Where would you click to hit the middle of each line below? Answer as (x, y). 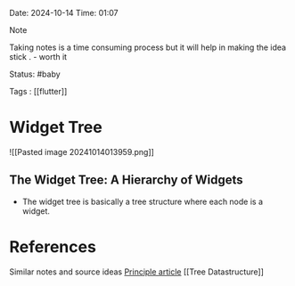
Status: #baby (35, 74)
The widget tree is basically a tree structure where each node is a (143, 201)
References (53, 246)
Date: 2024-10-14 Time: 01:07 (64, 13)
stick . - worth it (38, 57)
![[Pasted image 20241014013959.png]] (82, 151)
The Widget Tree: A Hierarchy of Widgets (126, 180)
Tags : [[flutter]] (38, 91)
